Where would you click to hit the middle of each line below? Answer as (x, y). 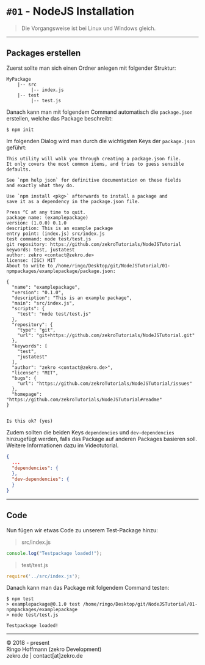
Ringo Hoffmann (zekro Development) (54, 649)
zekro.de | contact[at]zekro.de (45, 656)
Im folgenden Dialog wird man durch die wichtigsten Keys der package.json (101, 141)
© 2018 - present (28, 643)
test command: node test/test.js (49, 239)
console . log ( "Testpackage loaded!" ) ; (54, 553)
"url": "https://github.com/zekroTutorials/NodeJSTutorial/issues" (105, 384)
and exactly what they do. (41, 185)
